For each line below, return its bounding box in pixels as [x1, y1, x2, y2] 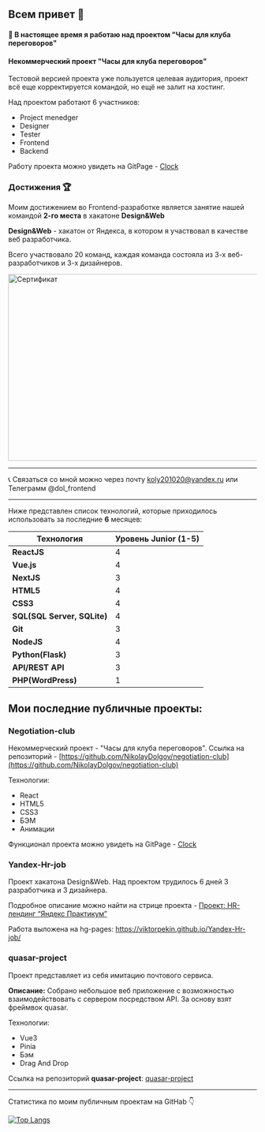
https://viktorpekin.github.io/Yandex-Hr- [115, 925, 246, 934]
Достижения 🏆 [8, 182, 72, 193]
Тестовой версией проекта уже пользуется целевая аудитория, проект [8, 74, 248, 84]
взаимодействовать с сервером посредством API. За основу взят [8, 994, 232, 1003]
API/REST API [12, 662, 65, 673]
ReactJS [12, 547, 45, 558]
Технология [36, 533, 84, 544]
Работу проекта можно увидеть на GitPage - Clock [8, 162, 179, 171]
